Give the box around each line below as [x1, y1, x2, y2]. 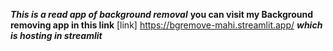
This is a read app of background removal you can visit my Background [10, 9, 314, 20]
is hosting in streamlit [10, 30, 103, 41]
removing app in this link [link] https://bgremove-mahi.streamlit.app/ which [10, 19, 323, 31]
